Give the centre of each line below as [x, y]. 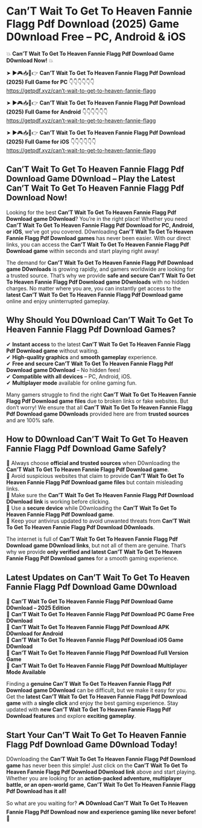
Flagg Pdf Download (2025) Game [93, 24]
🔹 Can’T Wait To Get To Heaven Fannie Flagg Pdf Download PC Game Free [100, 614]
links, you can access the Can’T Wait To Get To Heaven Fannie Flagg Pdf [98, 244]
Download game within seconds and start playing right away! [83, 251]
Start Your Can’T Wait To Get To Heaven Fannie [96, 735]
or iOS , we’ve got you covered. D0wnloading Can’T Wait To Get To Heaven [100, 232]
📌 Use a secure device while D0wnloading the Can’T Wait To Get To [91, 508]
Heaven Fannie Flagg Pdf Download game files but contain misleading [95, 483]
